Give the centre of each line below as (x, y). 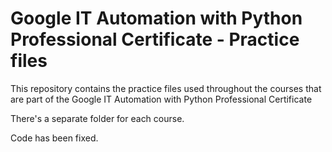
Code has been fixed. (54, 138)
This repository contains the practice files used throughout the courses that (166, 88)
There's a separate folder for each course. (97, 118)
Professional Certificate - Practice (155, 39)
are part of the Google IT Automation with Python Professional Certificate (161, 99)
